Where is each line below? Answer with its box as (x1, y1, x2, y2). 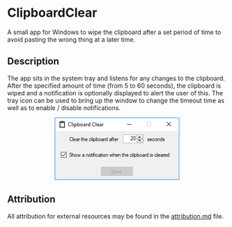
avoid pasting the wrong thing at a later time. (7, 35, 136, 43)
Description (7, 56, 59, 68)
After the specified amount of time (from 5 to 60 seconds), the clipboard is (7, 81, 222, 90)
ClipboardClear (7, 5, 98, 21)
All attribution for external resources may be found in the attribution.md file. (7, 212, 224, 220)
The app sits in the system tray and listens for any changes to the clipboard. (7, 74, 225, 82)
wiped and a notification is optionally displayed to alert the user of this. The (7, 88, 224, 97)
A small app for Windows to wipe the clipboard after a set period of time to (7, 28, 222, 36)
